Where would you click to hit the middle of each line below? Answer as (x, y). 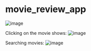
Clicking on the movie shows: (36, 33)
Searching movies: (25, 43)
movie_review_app (46, 9)
